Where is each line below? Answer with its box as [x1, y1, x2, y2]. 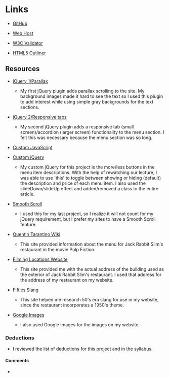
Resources [5, 64, 40, 73]
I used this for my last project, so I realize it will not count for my [20, 211, 154, 217]
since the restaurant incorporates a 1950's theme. [20, 302, 124, 308]
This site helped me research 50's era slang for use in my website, [20, 296, 159, 302]
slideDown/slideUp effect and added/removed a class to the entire [20, 185, 158, 191]
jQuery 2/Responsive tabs [12, 114, 67, 120]
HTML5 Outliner [12, 50, 47, 56]
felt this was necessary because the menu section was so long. [20, 134, 153, 141]
